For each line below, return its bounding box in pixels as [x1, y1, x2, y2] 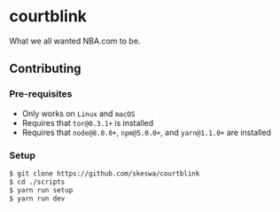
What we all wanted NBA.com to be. [9, 35, 141, 46]
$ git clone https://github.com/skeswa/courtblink [9, 169, 200, 178]
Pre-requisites [9, 88, 73, 100]
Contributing [9, 61, 82, 76]
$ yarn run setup [9, 185, 74, 194]
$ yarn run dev [9, 193, 66, 203]
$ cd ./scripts [9, 177, 66, 186]
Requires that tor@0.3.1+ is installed [21, 117, 154, 128]
